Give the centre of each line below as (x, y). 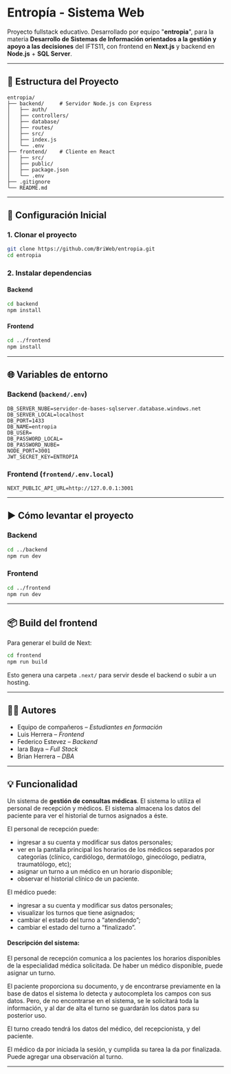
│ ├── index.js (32, 140)
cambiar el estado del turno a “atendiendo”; (79, 920)
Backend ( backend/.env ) (47, 395)
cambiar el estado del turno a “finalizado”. (76, 927)
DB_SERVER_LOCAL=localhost (46, 415)
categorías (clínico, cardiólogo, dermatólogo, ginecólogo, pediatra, (112, 857)
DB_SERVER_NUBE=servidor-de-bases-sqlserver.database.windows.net (104, 408)
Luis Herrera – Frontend (51, 734)
